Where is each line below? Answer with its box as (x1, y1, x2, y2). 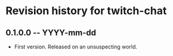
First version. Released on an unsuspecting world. (14, 43, 138, 50)
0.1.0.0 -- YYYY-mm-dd (5, 28, 97, 38)
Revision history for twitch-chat (5, 4, 167, 18)
